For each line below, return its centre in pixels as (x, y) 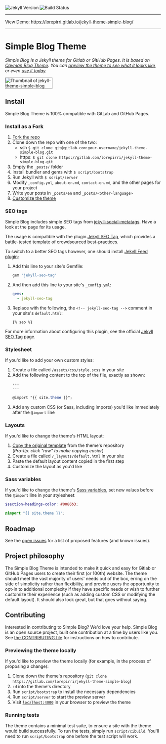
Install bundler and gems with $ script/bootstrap (63, 172)
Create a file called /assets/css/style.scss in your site (68, 370)
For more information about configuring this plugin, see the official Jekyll (79, 331)
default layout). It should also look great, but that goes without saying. (76, 599)
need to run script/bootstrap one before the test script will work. (72, 736)
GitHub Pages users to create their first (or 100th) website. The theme (76, 573)
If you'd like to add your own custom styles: (49, 360)
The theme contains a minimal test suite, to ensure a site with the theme (78, 726)
